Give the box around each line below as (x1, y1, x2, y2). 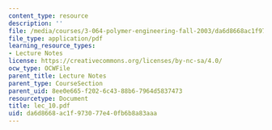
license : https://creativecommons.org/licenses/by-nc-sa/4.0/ (8, 57, 223, 65)
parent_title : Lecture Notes (8, 72, 107, 80)
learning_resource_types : (8, 42, 96, 50)
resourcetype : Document (8, 94, 89, 103)
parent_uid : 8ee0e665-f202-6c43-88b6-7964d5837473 (8, 86, 183, 95)
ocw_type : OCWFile (8, 65, 70, 73)
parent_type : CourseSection (8, 79, 104, 87)
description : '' (8, 19, 63, 27)
